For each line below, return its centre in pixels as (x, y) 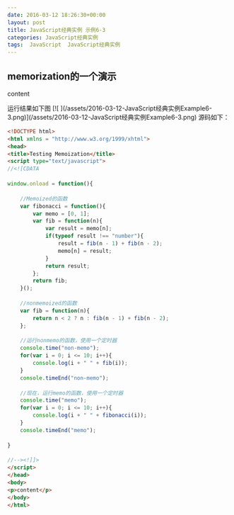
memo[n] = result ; (85, 251)
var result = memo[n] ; (78, 229)
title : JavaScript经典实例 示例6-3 (57, 30)
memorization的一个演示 (62, 76)
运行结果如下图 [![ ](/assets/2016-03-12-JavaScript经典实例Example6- (110, 108)
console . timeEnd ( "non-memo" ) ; (65, 378)
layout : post (27, 22)
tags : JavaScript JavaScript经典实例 (64, 45)
